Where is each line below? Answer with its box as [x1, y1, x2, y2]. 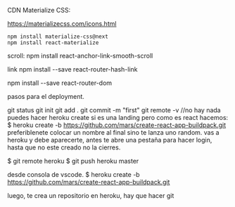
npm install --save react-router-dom [7, 79, 113, 87]
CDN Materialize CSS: [7, 6, 71, 14]
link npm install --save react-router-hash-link [7, 65, 139, 73]
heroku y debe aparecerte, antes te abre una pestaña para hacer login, [7, 136, 212, 144]
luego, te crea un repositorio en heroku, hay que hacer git [7, 192, 174, 199]
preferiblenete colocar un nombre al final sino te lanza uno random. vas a [7, 128, 220, 136]
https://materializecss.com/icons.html [7, 20, 117, 27]
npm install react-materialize [7, 39, 99, 46]
